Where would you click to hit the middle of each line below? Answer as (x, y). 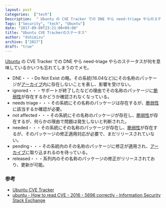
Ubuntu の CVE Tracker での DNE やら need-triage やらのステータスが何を (81, 61)
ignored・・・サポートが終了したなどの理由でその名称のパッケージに (83, 90)
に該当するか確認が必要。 (38, 109)
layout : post (19, 10)
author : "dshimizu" (25, 38)
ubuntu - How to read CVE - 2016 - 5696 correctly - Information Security (86, 195)
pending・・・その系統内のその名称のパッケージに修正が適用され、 (81, 146)
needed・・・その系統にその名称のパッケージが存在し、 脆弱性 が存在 (83, 127)
